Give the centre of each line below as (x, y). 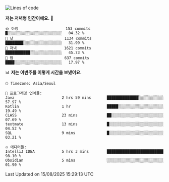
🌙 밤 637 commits (47, 58)
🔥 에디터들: (16, 147)
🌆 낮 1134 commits (48, 38)
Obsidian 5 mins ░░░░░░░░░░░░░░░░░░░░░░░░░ (84, 160)
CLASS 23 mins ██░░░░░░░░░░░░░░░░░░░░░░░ (84, 115)
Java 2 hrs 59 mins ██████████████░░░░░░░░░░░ (84, 98)
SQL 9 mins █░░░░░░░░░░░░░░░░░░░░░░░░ (84, 133)
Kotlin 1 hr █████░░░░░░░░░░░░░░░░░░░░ (84, 106)
